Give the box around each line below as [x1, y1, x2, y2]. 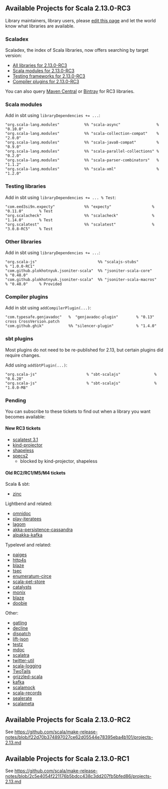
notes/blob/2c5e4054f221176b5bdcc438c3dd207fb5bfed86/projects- [5, 773, 152, 779]
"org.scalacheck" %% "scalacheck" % [5, 213, 155, 218]
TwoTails [12, 668, 31, 674]
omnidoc [12, 511, 31, 517]
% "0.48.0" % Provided [5, 281, 62, 286]
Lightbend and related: [5, 500, 52, 507]
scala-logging [12, 663, 42, 669]
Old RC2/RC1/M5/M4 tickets [5, 470, 66, 476]
